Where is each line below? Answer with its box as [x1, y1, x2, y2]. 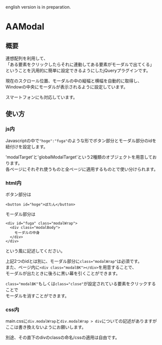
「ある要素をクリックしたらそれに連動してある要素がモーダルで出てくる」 [5, 62, 155, 67]
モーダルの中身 [14, 230, 40, 235]
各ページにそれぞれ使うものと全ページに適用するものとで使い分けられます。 [5, 166, 159, 172]
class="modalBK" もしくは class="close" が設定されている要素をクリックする [5, 280, 156, 286]
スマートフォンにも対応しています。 [5, 94, 77, 100]
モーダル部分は [5, 211, 36, 217]
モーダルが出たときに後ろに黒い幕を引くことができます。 [5, 270, 121, 276]
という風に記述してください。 [5, 248, 65, 254]
